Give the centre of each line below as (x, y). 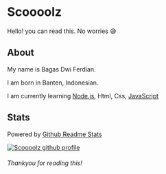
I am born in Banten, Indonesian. (53, 83)
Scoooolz (35, 12)
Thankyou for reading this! (45, 163)
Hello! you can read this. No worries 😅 (62, 31)
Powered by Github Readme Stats (55, 134)
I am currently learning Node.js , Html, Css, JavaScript (83, 96)
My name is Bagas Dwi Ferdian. (51, 69)
